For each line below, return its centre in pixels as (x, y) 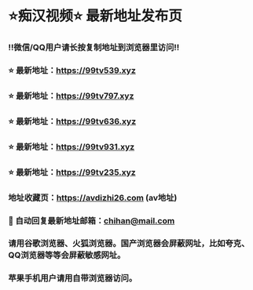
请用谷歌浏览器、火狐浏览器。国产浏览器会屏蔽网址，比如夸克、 (129, 244)
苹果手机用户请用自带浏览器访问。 (73, 278)
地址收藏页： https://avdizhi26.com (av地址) (93, 198)
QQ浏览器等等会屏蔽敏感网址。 (67, 256)
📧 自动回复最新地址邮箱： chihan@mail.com (92, 220)
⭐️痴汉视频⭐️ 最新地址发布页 (95, 16)
